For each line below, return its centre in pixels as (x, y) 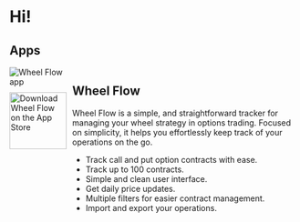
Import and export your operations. (151, 207)
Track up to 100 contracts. (134, 169)
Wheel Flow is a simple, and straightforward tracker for (176, 113)
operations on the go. (113, 142)
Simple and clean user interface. (146, 178)
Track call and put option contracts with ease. (171, 159)
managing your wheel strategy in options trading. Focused (182, 122)
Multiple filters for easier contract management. (175, 198)
